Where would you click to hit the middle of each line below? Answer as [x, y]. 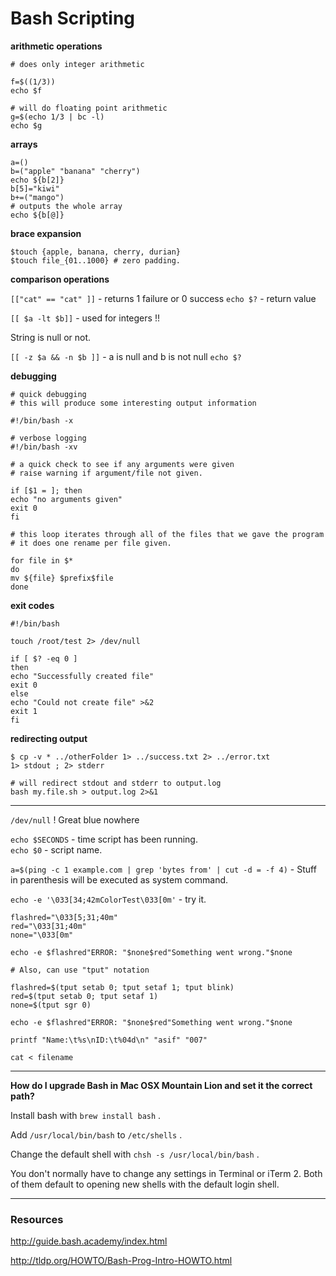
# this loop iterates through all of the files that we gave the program [167, 534]
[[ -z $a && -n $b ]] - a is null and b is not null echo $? [126, 356]
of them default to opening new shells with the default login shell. [145, 1184]
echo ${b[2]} [37, 180]
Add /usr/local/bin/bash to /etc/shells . [96, 1134]
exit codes [32, 605]
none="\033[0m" [42, 935]
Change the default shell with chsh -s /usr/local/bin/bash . [135, 1154]
